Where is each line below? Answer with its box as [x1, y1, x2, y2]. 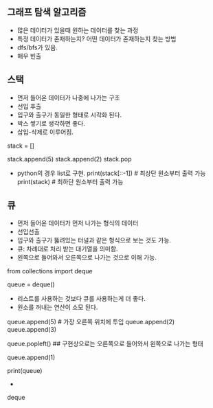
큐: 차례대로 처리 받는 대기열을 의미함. [16, 245, 118, 253]
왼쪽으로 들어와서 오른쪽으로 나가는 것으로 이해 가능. [16, 253, 157, 262]
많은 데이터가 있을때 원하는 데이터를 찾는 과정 [16, 26, 139, 34]
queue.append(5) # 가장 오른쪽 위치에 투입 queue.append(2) [7, 318, 175, 326]
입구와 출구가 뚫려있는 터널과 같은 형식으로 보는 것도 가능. [16, 236, 172, 245]
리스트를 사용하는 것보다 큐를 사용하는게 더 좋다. [16, 295, 146, 303]
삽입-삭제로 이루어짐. [16, 128, 74, 136]
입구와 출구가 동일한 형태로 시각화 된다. [16, 111, 122, 119]
